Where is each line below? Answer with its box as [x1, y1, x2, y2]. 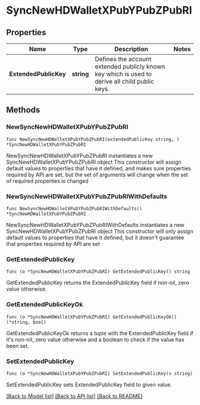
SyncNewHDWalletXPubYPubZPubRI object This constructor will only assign [6, 228, 193, 235]
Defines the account [95, 55, 152, 63]
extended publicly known [95, 63, 165, 70]
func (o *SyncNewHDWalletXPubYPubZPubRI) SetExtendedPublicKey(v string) [6, 370, 193, 376]
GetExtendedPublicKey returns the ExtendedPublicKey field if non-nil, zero [6, 279, 189, 286]
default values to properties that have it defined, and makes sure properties [6, 164, 192, 172]
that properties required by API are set [6, 240, 100, 247]
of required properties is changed [6, 177, 89, 185]
